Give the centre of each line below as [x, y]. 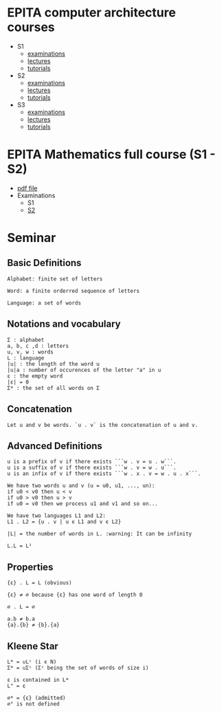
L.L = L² [20, 546]
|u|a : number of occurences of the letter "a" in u [84, 370]
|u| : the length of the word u [53, 364]
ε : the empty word [35, 376]
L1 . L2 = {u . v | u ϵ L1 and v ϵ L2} [64, 522]
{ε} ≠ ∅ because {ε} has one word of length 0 [75, 595]
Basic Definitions [44, 263]
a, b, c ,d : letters [38, 346]
